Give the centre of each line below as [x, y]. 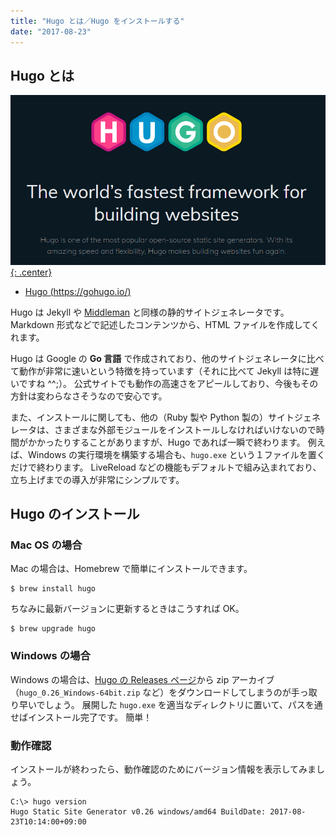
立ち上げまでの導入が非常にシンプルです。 [97, 479]
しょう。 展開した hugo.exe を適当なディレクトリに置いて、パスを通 [183, 704]
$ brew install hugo [53, 589]
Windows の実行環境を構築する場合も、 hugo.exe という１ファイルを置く [176, 454]
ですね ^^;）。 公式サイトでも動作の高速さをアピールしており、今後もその [168, 383]
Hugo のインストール [75, 514]
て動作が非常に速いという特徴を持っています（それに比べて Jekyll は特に [160, 371]
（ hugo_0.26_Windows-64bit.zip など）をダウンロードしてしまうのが [151, 692]
